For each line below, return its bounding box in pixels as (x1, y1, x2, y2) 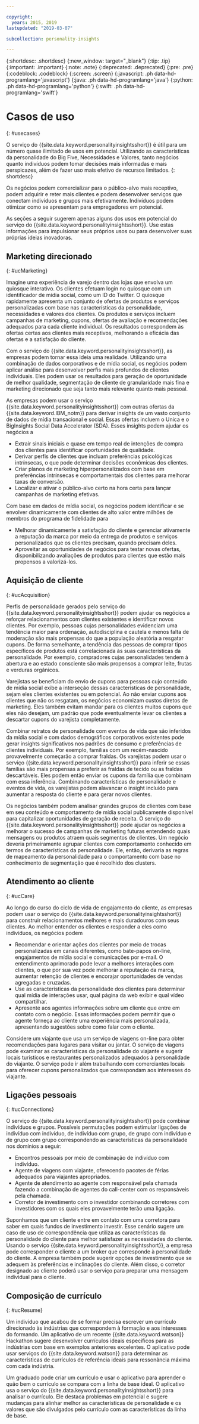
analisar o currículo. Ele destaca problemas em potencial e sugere (6, 1393, 168, 1400)
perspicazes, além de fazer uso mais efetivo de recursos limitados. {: (6, 166, 175, 174)
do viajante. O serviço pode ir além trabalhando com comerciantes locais (6, 1060, 185, 1067)
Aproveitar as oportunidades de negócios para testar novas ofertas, (14, 546, 181, 552)
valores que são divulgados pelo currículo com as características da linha (6, 1406, 187, 1413)
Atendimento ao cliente (6, 877, 94, 887)
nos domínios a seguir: (6, 1143, 62, 1150)
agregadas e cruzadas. (14, 979, 71, 986)
